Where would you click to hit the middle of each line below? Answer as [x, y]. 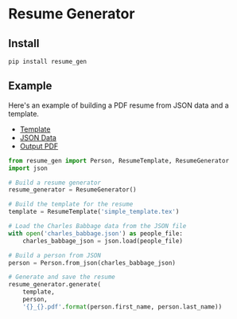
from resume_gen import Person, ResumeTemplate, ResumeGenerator [118, 160]
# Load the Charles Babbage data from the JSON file [97, 226]
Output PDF [39, 146]
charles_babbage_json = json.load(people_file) [103, 241]
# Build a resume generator [55, 183]
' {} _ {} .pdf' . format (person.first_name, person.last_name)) [122, 307]
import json [28, 168]
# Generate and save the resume [62, 277]
